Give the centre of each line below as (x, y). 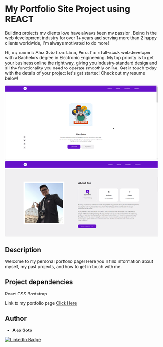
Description (23, 250)
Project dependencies (39, 282)
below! (12, 78)
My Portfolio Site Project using (67, 9)
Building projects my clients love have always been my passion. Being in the (81, 33)
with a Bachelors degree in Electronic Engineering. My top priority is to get (79, 57)
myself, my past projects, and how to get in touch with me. (64, 267)
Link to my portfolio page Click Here (41, 303)
